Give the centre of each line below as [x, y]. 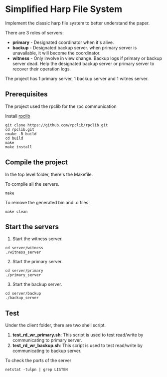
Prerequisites [26, 94]
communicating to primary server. [47, 340]
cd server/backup [23, 294]
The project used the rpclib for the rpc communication [61, 106]
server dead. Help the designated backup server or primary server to [83, 63]
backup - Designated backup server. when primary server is [75, 47]
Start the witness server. [38, 239]
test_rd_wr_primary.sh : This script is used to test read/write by [78, 335]
